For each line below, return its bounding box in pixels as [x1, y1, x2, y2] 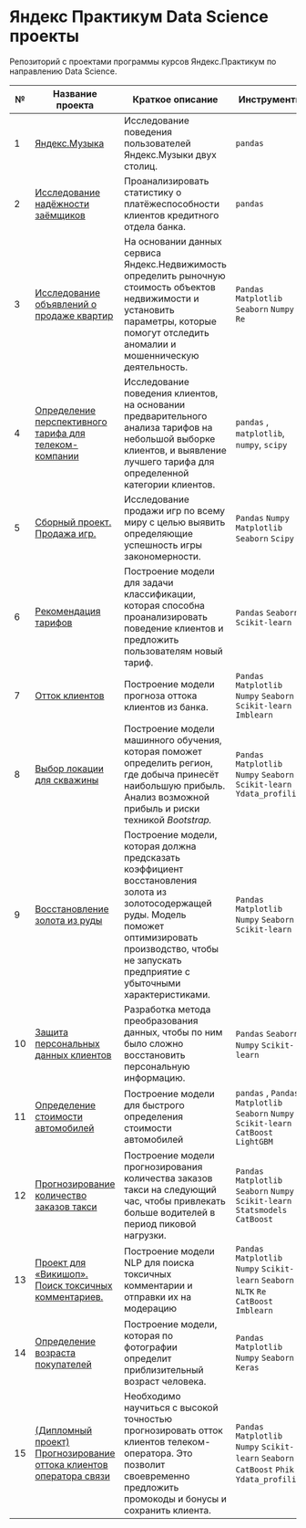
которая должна [124, 840, 197, 853]
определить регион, [124, 756, 213, 769]
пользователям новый [124, 644, 223, 657]
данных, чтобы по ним [124, 1025, 223, 1038]
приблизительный [124, 1363, 204, 1376]
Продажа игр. [35, 527, 97, 539]
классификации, [124, 587, 196, 600]
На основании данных [124, 235, 222, 247]
